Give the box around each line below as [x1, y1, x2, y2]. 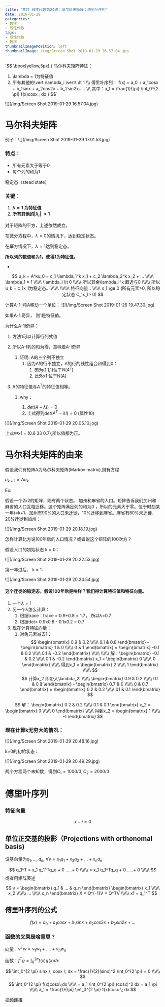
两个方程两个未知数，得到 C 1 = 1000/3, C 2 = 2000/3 [5, 769, 110, 775]
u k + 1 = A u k [5, 476, 29, 484]
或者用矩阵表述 [5, 875, 35, 881]
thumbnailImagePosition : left [5, 44, 67, 49]
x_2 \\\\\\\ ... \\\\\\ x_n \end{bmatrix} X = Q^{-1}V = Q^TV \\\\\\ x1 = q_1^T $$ [8, 890, 158, 896]
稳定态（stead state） [5, 179, 50, 185]
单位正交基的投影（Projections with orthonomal [5, 834, 153, 843]
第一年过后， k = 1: [5, 566, 43, 573]
